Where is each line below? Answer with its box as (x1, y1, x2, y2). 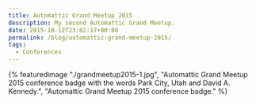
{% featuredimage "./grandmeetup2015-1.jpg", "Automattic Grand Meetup (8, 70, 248, 79)
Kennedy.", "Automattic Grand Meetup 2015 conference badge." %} (8, 87, 228, 95)
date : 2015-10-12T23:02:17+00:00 (8, 26, 119, 34)
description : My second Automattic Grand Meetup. (8, 19, 176, 27)
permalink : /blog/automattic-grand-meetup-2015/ (8, 33, 172, 42)
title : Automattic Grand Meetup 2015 (8, 11, 133, 20)
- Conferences (15, 48, 62, 56)
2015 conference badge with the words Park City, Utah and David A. (8, 78, 231, 87)
